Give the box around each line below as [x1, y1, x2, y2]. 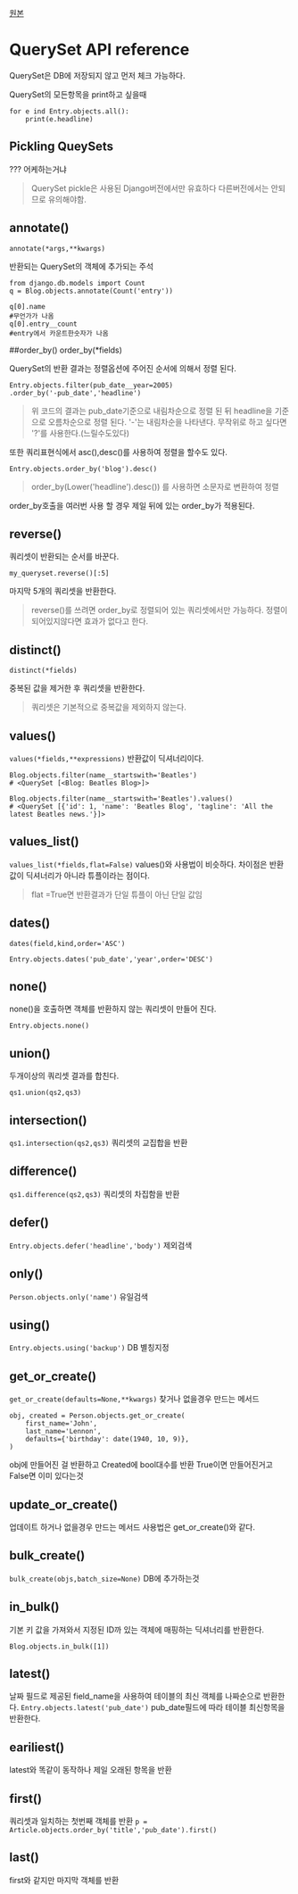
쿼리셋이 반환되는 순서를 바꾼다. [9, 552, 120, 562]
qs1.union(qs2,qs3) [9, 1088, 82, 1098]
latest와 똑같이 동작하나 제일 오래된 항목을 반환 [9, 1765, 172, 1775]
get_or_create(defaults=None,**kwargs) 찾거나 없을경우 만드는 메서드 [9, 1393, 261, 1404]
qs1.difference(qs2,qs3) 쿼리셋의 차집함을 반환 [9, 1188, 180, 1199]
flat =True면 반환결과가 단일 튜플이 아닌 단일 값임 [30, 889, 203, 900]
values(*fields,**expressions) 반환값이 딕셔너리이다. [9, 753, 204, 763]
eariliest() [9, 1740, 65, 1755]
